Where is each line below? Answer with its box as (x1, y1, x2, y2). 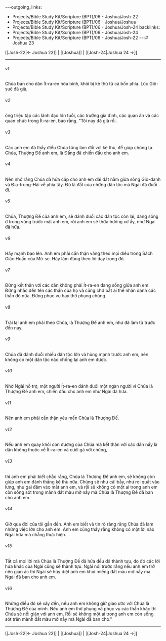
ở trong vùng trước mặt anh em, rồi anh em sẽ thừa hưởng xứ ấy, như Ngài (5, 219, 156, 225)
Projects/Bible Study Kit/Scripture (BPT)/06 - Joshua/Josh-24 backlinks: (12, 24, 160, 30)
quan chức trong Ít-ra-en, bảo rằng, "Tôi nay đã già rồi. (5, 118, 117, 124)
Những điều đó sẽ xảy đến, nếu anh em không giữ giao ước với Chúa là (5, 601, 150, 606)
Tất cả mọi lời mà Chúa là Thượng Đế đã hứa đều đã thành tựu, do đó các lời (5, 558, 160, 564)
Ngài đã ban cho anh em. (5, 574, 56, 580)
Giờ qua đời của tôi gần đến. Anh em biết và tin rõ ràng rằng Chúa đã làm (5, 521, 154, 527)
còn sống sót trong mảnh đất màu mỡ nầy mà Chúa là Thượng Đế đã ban (5, 489, 153, 495)
